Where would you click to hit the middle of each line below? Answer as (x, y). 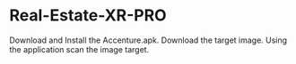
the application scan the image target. (79, 49)
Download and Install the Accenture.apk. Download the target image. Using (148, 40)
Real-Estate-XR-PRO (88, 16)
